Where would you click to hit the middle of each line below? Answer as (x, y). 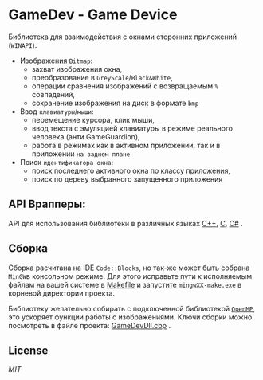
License (28, 350)
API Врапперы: (47, 204)
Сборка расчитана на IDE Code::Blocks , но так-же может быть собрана (129, 268)
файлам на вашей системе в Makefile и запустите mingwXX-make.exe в (125, 284)
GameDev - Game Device (93, 15)
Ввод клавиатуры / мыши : (57, 111)
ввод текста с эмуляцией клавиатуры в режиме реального (132, 128)
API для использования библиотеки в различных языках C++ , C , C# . (126, 223)
